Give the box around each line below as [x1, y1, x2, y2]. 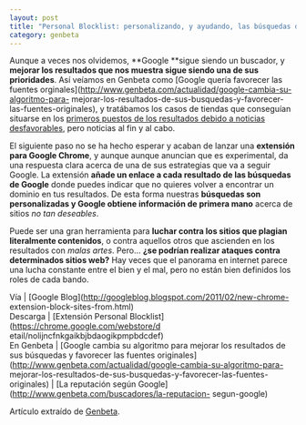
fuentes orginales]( [9, 84, 81, 96]
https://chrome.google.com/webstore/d [12, 320, 161, 332]
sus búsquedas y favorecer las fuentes [9, 349, 156, 360]
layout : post [9, 13, 59, 23]
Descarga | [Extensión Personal [9, 311, 127, 322]
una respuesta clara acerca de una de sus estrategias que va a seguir [9, 160, 271, 171]
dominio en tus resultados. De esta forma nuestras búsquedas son [9, 188, 261, 200]
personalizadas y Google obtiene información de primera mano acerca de [9, 198, 293, 209]
